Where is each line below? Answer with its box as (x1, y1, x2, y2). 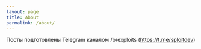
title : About (6, 14, 39, 20)
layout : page (6, 8, 39, 15)
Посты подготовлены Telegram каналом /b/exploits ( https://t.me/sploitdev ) (6, 36, 196, 44)
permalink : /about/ (6, 20, 55, 26)
